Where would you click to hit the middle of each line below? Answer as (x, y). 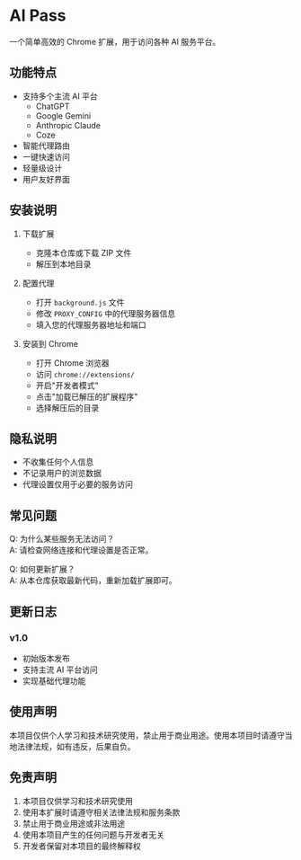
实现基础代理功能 (54, 680)
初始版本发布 (46, 658)
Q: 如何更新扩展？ (42, 569)
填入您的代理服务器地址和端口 (91, 324)
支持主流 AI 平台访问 (60, 669)
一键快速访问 (46, 156)
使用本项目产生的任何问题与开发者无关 (93, 834)
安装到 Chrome (50, 343)
